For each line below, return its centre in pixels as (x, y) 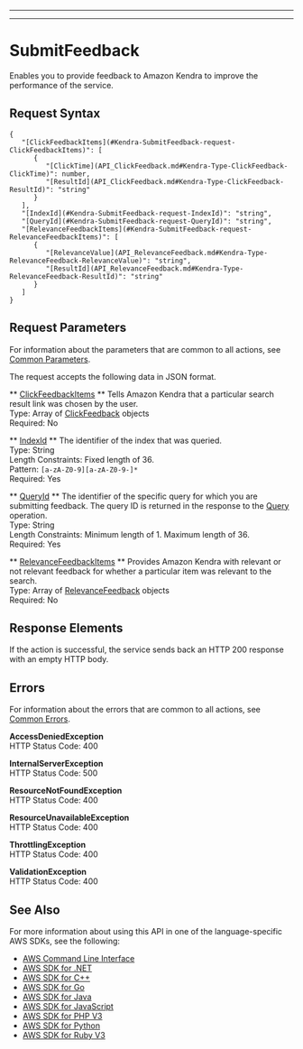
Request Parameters (68, 328)
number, (76, 174)
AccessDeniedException (56, 737)
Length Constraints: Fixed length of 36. (82, 459)
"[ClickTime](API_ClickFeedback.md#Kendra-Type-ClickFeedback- (167, 166)
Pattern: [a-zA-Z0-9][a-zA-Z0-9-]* (73, 469)
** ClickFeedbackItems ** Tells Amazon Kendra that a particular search (142, 394)
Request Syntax (55, 114)
